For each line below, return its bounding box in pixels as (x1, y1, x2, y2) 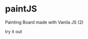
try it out (5, 28, 22, 34)
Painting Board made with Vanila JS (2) (5, 19, 84, 25)
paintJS (5, 3, 38, 14)
